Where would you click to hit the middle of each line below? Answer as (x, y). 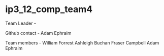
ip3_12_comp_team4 (49, 9)
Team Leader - (21, 23)
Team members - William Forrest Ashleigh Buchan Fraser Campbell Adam (82, 43)
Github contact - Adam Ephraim (38, 33)
